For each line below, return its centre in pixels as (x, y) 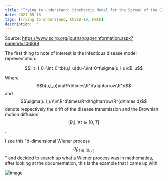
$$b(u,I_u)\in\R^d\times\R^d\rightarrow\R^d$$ (84, 86)
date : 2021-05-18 (23, 15)
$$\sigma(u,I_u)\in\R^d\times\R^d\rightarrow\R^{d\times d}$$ (84, 101)
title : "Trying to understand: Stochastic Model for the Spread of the (81, 10)
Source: (13, 38)
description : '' (22, 24)
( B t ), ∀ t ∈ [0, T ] (84, 123)
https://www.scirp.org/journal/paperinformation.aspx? (78, 38)
